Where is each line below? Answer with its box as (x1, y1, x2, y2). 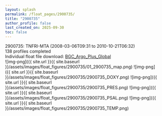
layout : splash (5, 7, 36, 12)
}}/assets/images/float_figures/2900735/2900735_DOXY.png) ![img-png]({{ (5, 74, 157, 80)
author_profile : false (5, 20, 51, 26)
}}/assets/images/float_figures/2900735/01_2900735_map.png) (5, 64, 133, 70)
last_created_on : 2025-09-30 (5, 25, 64, 30)
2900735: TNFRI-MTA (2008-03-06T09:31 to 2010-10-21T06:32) (5, 43, 135, 49)
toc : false (5, 30, 27, 35)
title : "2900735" (5, 16, 40, 21)
